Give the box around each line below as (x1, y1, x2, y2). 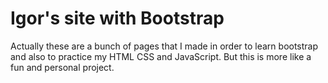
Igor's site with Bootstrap (10, 7, 225, 30)
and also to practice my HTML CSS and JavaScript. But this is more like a (10, 50, 312, 62)
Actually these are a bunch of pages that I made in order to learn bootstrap (10, 40, 319, 52)
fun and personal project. (10, 61, 115, 73)
